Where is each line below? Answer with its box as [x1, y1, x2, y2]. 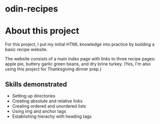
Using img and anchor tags [12, 108, 66, 114]
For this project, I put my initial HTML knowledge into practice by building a [5, 41, 155, 47]
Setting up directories [12, 93, 56, 98]
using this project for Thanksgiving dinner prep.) [5, 66, 102, 72]
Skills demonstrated [5, 80, 67, 88]
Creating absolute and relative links [12, 98, 83, 104]
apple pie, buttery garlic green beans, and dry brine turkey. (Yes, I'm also [5, 61, 151, 67]
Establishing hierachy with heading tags [12, 113, 92, 119]
